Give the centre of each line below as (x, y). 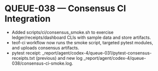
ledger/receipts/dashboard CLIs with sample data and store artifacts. (81, 37)
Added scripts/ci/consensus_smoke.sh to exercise (63, 32)
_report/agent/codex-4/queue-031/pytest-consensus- (97, 53)
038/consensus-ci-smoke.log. (42, 63)
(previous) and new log (59, 58)
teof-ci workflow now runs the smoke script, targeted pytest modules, (82, 42)
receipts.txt (23, 58)
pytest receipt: (26, 53)
